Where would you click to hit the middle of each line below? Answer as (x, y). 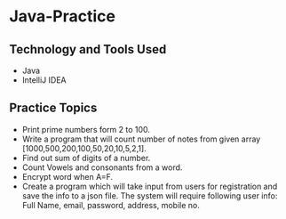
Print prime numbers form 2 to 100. (86, 129)
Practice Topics (53, 108)
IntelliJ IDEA (44, 80)
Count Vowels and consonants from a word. (102, 167)
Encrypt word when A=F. (68, 176)
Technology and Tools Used (88, 49)
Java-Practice (62, 16)
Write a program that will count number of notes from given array (141, 139)
